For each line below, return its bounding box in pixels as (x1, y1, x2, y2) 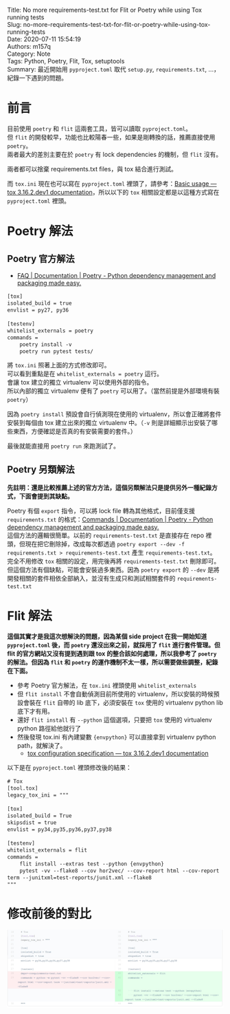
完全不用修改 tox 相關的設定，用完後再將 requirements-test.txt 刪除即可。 (7, 557, 220, 565)
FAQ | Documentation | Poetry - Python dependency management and (16, 271, 216, 279)
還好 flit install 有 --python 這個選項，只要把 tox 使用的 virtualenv (16, 715, 212, 724)
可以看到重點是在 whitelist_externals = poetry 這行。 (7, 369, 163, 378)
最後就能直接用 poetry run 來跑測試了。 (7, 442, 120, 450)
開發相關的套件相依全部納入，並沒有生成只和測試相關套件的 (7, 574, 176, 582)
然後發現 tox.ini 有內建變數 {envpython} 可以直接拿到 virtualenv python (16, 733, 216, 741)
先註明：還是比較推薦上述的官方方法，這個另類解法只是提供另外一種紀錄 (7, 483, 211, 491)
